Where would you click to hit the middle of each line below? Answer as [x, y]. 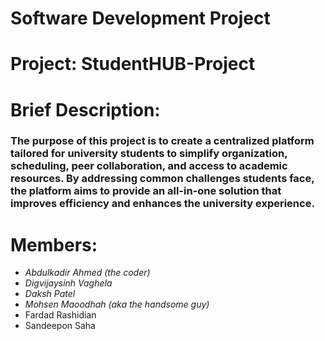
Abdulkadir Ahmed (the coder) [87, 273]
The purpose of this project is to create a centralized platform [162, 141]
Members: [54, 244]
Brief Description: [85, 109]
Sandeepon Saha [60, 326]
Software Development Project [140, 18]
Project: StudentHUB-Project [133, 64]
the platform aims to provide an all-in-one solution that [146, 191]
